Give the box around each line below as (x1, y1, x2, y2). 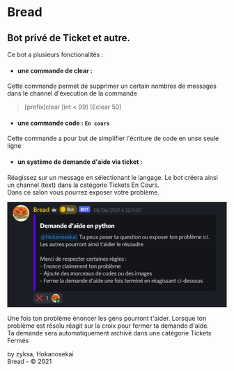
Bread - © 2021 (7, 357, 52, 366)
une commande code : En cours (17, 119, 110, 127)
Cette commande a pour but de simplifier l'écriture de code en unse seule (7, 134, 219, 143)
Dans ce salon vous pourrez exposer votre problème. (7, 188, 160, 196)
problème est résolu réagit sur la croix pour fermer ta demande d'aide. (7, 321, 209, 330)
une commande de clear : (17, 66, 93, 75)
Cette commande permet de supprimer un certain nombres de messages (7, 82, 217, 91)
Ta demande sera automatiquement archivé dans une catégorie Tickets (7, 329, 212, 338)
